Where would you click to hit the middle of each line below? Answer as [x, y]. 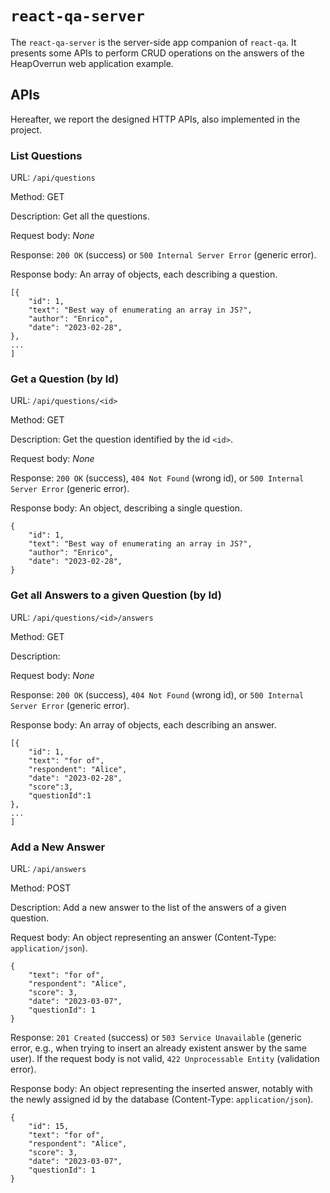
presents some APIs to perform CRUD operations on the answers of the [157, 53]
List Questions [46, 155]
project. [26, 129]
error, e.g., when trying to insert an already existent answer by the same [158, 1048]
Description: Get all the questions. [80, 216]
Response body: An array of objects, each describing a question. [144, 274]
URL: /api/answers [48, 868]
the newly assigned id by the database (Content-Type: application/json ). [162, 1099]
